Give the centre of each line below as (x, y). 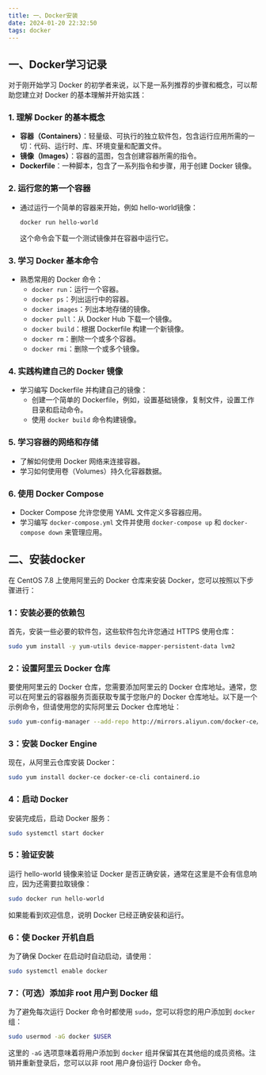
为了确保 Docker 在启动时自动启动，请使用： (81, 956)
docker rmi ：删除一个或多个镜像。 (87, 349)
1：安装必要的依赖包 (47, 612)
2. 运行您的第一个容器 (49, 189)
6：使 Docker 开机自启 (51, 937)
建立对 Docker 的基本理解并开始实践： (84, 95)
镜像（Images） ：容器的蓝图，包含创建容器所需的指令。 (110, 156)
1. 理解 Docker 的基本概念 (57, 117)
